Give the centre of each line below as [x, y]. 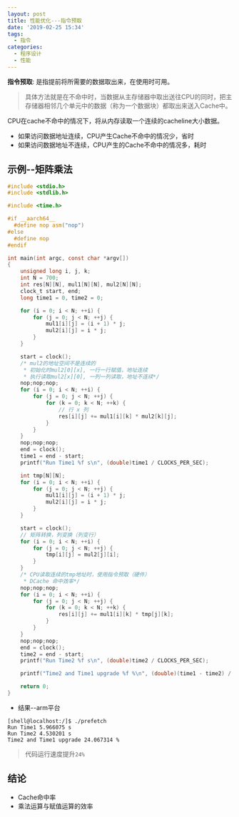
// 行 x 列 [73, 410]
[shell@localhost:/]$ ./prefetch [57, 721]
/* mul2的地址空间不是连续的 [58, 363]
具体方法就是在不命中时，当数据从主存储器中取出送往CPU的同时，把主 [128, 96]
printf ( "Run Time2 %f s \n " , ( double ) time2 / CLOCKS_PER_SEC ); [115, 661]
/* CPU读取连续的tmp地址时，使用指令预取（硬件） [85, 575]
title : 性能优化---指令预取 [45, 21]
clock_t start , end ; [51, 291]
